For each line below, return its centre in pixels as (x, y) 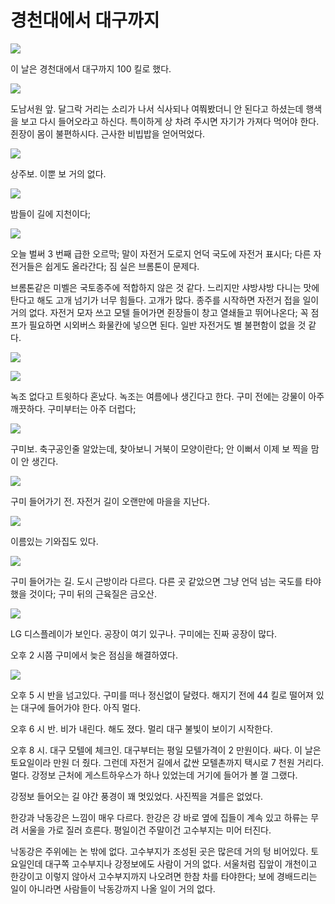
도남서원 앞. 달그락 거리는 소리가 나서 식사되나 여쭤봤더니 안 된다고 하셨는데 (157, 108)
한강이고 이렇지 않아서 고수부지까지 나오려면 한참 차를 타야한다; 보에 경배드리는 (164, 876)
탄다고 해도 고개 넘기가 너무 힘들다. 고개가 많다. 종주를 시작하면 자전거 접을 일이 (165, 300)
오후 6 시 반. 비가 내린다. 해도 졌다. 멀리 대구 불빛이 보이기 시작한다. (141, 728)
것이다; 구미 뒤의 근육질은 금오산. (93, 593)
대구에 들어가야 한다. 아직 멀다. (81, 707)
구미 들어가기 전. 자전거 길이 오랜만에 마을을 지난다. (110, 501)
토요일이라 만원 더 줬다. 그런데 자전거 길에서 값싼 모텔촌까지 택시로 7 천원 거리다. (167, 762)
